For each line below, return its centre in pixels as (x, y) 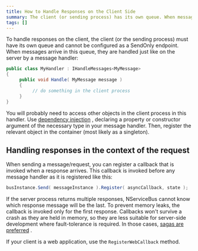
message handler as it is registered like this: (60, 177)
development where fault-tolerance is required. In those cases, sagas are (95, 224)
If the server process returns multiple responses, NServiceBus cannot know (98, 199)
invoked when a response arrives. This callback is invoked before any (91, 171)
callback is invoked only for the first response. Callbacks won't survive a (94, 212)
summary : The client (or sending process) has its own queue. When (91, 17)
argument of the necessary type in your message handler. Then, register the (99, 125)
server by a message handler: (42, 58)
